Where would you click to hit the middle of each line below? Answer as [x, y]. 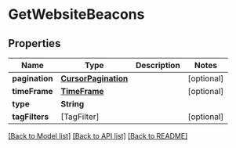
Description [158, 65]
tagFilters [31, 117]
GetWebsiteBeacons [76, 14]
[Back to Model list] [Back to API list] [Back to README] [98, 136]
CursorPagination [94, 78]
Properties [34, 43]
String [73, 104]
